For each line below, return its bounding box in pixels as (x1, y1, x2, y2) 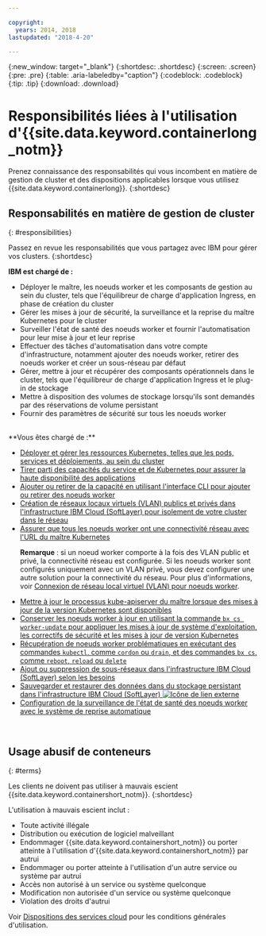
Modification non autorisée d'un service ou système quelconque (19, 888, 232, 897)
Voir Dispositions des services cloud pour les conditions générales (8, 911, 226, 921)
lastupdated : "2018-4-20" (8, 33, 94, 41)
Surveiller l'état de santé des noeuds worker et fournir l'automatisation (19, 325, 251, 334)
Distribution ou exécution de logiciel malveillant (19, 829, 175, 838)
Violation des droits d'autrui (19, 896, 110, 906)
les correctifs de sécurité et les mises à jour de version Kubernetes (19, 630, 239, 640)
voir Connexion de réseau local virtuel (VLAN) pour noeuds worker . (19, 581, 240, 591)
